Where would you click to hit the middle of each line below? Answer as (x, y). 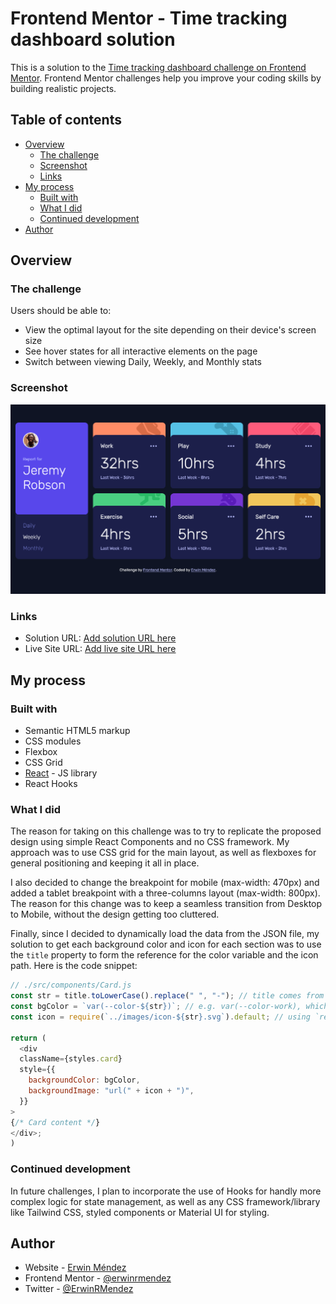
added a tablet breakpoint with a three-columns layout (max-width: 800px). (165, 893)
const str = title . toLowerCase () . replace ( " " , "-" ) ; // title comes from (167, 996)
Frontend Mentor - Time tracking (149, 18)
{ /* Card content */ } (55, 1122)
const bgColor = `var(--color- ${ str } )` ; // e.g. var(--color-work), (156, 1007)
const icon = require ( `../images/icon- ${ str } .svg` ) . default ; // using (160, 1017)
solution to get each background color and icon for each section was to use (166, 944)
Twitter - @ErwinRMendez (79, 1289)
